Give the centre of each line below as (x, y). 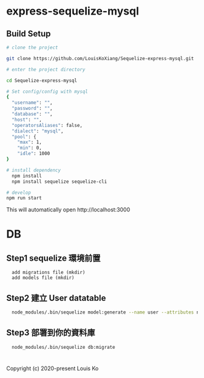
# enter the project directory (46, 69)
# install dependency (34, 170)
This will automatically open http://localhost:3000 (68, 210)
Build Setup (29, 34)
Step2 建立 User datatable (56, 298)
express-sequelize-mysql (73, 11)
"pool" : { (24, 137)
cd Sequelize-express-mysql (42, 80)
